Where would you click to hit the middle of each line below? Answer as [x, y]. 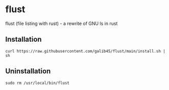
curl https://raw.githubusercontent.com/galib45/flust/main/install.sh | [86, 51]
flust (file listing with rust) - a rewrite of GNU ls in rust [62, 23]
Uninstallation [28, 71]
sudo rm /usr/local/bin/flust [38, 83]
